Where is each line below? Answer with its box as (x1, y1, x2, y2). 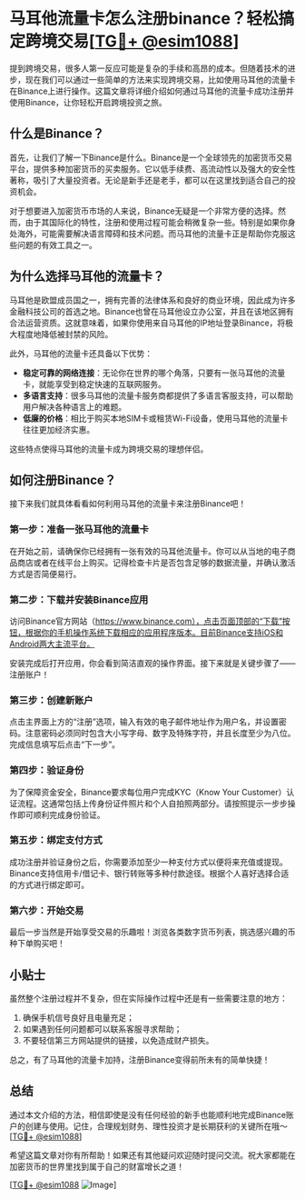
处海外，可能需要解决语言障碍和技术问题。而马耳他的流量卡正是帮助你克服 (9, 228, 288, 239)
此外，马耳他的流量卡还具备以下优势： (9, 347, 152, 359)
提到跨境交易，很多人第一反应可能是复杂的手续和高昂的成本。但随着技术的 (9, 63, 288, 74)
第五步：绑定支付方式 (9, 834, 103, 846)
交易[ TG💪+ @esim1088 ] (57, 31, 240, 52)
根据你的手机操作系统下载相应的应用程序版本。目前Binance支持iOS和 (25, 626, 284, 637)
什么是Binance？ (9, 126, 104, 142)
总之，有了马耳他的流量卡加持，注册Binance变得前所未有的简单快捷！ (9, 1054, 271, 1064)
